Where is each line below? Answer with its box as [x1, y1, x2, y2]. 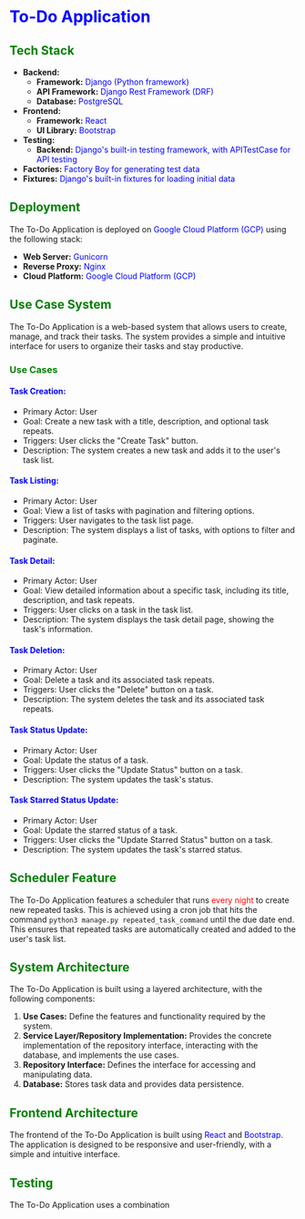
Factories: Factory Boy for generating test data [22, 164, 200, 174]
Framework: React [36, 116, 107, 126]
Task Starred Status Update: [9, 794, 119, 805]
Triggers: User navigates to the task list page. [22, 515, 194, 526]
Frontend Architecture [9, 1105, 138, 1121]
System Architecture [9, 959, 130, 975]
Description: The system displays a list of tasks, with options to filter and [22, 524, 296, 535]
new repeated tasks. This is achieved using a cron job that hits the [9, 904, 258, 915]
